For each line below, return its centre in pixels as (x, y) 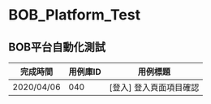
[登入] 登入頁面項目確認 (154, 87)
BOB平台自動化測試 (57, 47)
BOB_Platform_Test (74, 15)
